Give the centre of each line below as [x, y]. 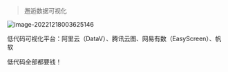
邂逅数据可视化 [45, 11]
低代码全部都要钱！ [35, 62]
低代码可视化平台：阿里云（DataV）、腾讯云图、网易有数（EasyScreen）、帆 [114, 38]
